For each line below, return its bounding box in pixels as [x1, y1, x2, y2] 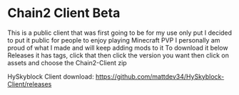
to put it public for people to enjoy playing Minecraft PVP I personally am [7, 35, 220, 44]
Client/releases [7, 79, 52, 88]
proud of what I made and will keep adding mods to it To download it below [7, 43, 228, 52]
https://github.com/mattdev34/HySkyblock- [95, 72, 225, 81]
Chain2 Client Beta [7, 5, 121, 21]
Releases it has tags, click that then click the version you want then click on [7, 51, 230, 60]
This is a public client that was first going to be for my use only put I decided [7, 28, 233, 37]
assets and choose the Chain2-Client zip [7, 58, 127, 67]
